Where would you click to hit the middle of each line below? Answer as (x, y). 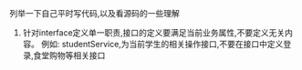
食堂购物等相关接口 (69, 55)
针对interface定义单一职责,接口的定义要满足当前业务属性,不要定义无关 (154, 33)
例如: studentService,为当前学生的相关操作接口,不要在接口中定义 (162, 44)
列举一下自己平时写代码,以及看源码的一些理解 (95, 13)
